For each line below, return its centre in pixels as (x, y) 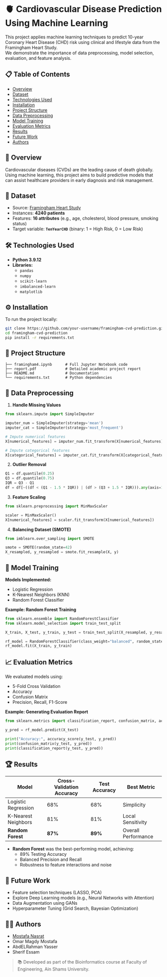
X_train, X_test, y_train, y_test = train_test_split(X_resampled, (77, 632)
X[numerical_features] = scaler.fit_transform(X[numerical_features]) (80, 520)
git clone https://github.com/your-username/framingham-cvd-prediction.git (85, 328)
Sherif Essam (26, 952)
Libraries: (23, 265)
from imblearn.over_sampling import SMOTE (50, 538)
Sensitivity (135, 822)
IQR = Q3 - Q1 (20, 483)
